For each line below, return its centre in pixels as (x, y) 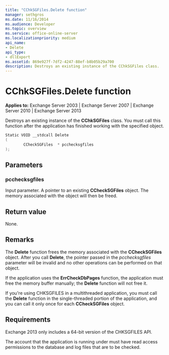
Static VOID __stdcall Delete (37, 135)
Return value (26, 212)
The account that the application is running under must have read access (81, 341)
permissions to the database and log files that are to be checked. (73, 347)
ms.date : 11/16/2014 (27, 19)
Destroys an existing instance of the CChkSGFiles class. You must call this (83, 121)
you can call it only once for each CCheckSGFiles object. (65, 303)
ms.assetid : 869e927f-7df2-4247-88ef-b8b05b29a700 (60, 62)
